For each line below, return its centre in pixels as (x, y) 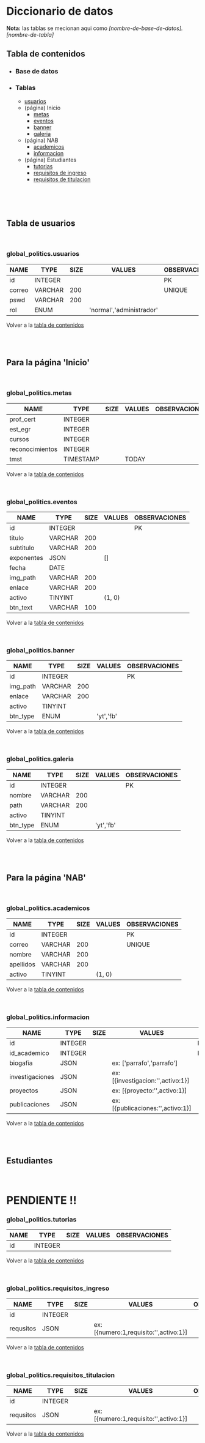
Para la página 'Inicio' (48, 363)
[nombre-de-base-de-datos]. (146, 28)
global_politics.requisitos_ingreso (58, 1288)
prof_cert (23, 419)
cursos (19, 439)
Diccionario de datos (60, 11)
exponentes (27, 558)
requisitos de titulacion (62, 179)
